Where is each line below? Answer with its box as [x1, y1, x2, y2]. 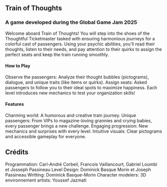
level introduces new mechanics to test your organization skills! [5, 90, 136, 96]
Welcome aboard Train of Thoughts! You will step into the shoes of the [5, 30, 150, 36]
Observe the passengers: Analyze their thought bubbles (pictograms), [5, 74, 149, 80]
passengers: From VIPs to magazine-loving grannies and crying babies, [5, 118, 152, 124]
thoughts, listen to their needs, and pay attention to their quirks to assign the [5, 46, 162, 52]
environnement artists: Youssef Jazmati [5, 177, 87, 183]
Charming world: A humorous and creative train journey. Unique [5, 112, 137, 119]
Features [5, 101, 24, 107]
